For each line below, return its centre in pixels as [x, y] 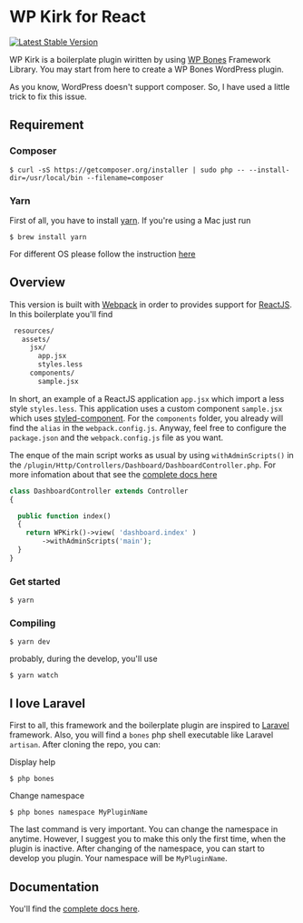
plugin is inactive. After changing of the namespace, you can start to [137, 848]
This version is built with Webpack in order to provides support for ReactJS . [151, 304]
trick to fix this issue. [49, 96]
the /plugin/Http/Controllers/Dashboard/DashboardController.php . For [143, 465]
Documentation [54, 887]
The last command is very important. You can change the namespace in [144, 829]
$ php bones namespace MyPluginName [78, 813]
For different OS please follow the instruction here [103, 254]
